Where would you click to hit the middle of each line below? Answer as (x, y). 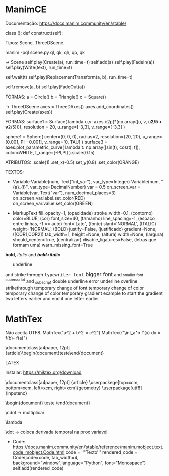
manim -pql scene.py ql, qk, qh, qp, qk (45, 52)
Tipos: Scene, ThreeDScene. (35, 42)
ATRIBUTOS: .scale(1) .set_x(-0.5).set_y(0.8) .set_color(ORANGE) (72, 162)
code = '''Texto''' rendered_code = (102, 452)
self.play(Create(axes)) (29, 112)
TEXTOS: (15, 172)
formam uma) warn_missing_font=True (53, 245)
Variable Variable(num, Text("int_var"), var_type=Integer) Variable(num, (86, 181)
